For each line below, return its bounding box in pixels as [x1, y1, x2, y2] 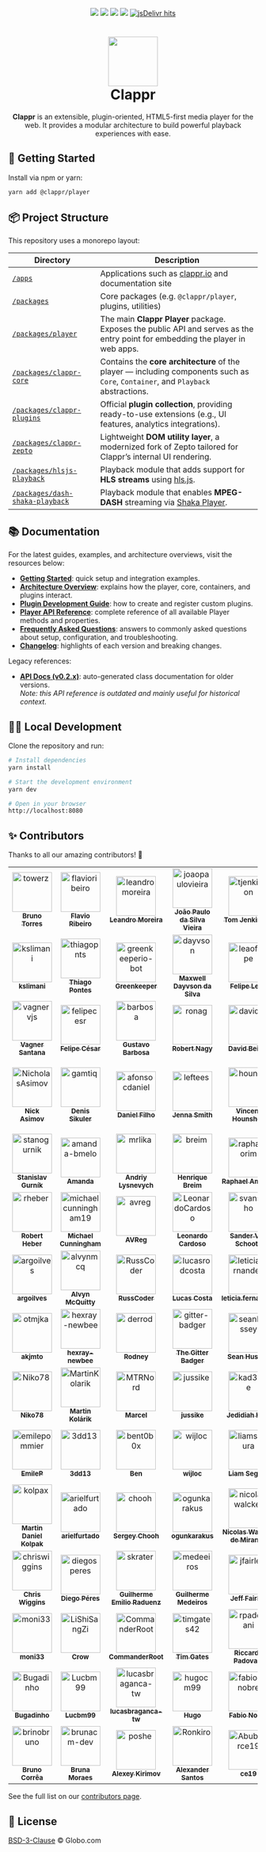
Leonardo [177, 1231, 208, 1240]
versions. [19, 680, 50, 689]
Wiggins [18, 1598, 46, 1607]
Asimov [19, 1114, 45, 1124]
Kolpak [21, 1540, 44, 1548]
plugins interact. [19, 590, 73, 600]
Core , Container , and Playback [100, 376, 211, 388]
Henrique [177, 1173, 208, 1182]
